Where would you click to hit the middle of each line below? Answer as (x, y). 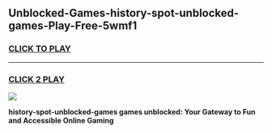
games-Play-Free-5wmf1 (73, 26)
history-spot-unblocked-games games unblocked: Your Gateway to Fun (132, 111)
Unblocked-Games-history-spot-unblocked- (124, 13)
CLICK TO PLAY (40, 49)
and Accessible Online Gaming (61, 120)
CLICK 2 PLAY (36, 79)
